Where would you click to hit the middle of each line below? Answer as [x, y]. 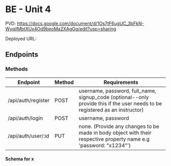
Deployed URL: [21, 39]
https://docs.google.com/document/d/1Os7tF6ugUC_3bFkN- [80, 23]
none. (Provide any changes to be [119, 126]
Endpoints [22, 55]
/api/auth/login [25, 118]
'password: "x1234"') [105, 145]
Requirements [121, 82]
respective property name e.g [114, 139]
